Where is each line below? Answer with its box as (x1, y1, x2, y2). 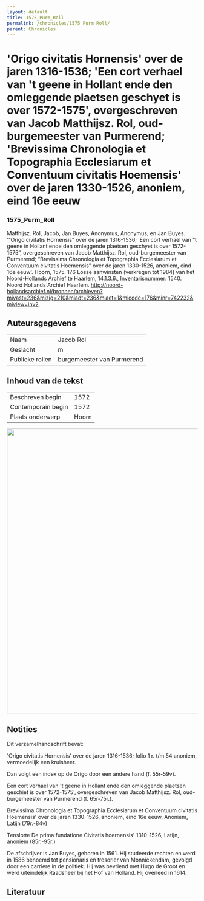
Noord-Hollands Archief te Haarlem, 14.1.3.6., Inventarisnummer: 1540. (7, 275, 182, 282)
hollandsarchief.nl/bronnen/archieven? (7, 287, 104, 295)
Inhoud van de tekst (7, 375, 84, 386)
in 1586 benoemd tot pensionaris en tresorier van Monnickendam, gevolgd (7, 856, 192, 863)
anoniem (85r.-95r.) (7, 838, 56, 845)
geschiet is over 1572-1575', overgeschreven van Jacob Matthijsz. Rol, (7, 789, 182, 796)
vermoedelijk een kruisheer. (7, 759, 76, 766)
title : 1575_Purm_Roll (7, 15, 64, 21)
